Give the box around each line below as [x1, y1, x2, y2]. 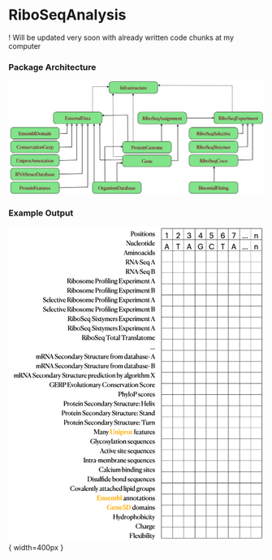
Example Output [8, 207, 74, 219]
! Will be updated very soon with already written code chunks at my [8, 33, 234, 42]
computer [8, 41, 41, 50]
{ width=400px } [8, 542, 64, 552]
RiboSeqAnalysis [8, 6, 127, 24]
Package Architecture [8, 61, 97, 72]
